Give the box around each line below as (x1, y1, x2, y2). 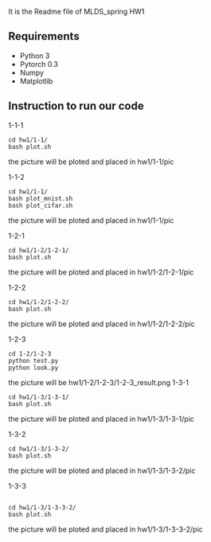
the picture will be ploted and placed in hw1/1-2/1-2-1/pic (8, 267, 194, 277)
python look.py (8, 364, 59, 372)
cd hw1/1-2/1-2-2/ (8, 298, 69, 306)
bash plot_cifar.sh (8, 201, 73, 209)
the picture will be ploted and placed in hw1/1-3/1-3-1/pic (8, 414, 195, 423)
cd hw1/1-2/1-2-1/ (8, 246, 69, 254)
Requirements (8, 29, 80, 43)
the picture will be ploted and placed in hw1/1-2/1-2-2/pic (8, 318, 195, 329)
